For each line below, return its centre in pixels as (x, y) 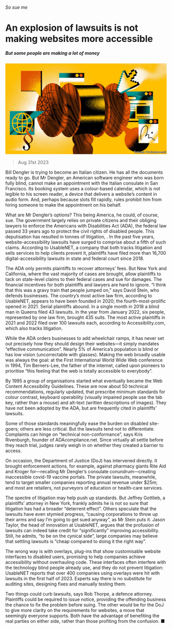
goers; (12, 429)
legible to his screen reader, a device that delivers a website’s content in (81, 194)
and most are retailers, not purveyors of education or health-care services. (84, 488)
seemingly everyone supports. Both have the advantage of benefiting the (82, 616)
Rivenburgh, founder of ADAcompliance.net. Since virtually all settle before (84, 440)
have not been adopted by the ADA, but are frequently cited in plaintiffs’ (81, 408)
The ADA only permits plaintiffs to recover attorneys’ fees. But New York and (86, 269)
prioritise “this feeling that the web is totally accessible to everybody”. (79, 371)
